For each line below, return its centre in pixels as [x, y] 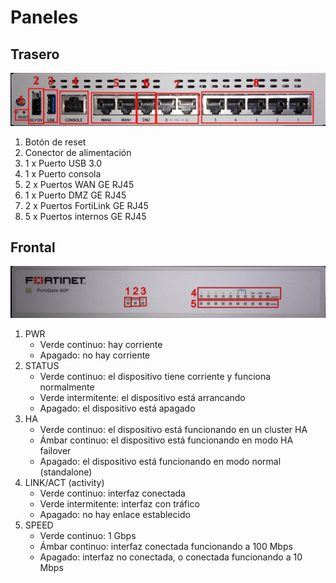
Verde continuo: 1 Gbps [88, 536]
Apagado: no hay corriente [95, 355]
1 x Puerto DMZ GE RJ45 [75, 195]
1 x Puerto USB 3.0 [63, 163]
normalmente [67, 387]
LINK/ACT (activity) [64, 483]
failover [55, 451]
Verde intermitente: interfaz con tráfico [119, 504]
